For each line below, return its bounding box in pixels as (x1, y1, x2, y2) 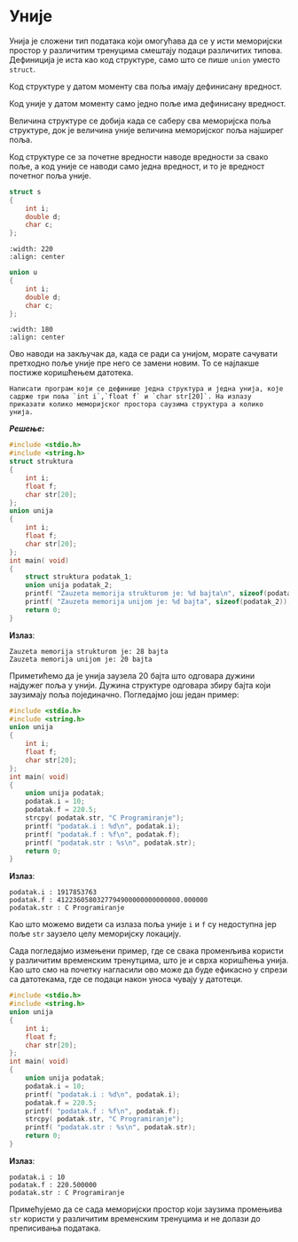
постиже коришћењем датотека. (9, 367, 134, 378)
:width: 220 (9, 245, 53, 254)
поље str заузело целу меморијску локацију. (9, 929, 182, 939)
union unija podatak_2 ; (25, 581, 114, 590)
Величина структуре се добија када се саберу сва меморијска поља (9, 115, 271, 126)
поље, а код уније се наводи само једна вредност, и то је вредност (9, 161, 265, 171)
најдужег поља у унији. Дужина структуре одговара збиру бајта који (9, 680, 271, 690)
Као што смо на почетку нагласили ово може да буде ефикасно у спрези (9, 964, 288, 975)
